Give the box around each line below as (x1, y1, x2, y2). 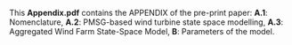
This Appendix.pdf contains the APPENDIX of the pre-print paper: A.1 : (9, 8, 269, 18)
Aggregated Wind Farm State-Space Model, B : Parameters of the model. (9, 26, 275, 36)
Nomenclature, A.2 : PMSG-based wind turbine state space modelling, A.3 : (9, 17, 284, 27)
